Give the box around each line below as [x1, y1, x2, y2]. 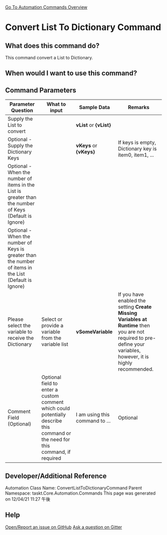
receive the [7, 335, 34, 342]
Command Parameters [5, 86, 77, 94]
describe [41, 417, 62, 424]
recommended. [118, 366, 154, 373]
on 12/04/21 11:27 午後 [5, 496, 51, 502]
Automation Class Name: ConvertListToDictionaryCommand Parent [5, 485, 143, 491]
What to [46, 101, 66, 108]
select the [7, 322, 31, 329]
